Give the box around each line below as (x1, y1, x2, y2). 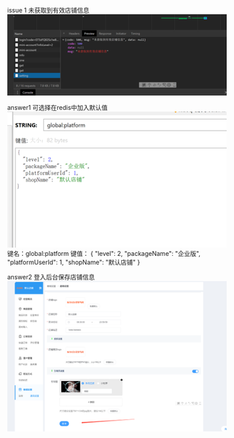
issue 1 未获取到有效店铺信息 (7, 6, 90, 14)
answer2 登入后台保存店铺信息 (7, 273, 95, 282)
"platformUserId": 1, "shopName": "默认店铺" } (7, 258, 141, 266)
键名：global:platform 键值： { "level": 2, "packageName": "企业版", (7, 250, 201, 258)
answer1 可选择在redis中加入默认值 (7, 104, 108, 112)
